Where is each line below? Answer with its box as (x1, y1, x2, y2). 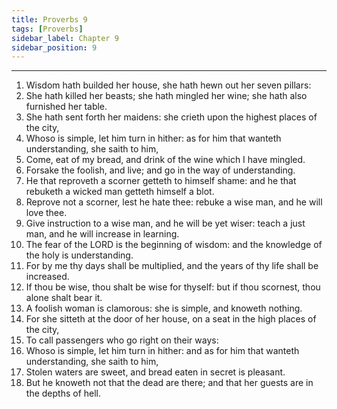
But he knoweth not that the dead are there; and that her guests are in (25, 377, 314, 389)
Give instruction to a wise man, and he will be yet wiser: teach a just (25, 217, 306, 230)
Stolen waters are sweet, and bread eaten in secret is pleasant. (25, 366, 286, 378)
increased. (25, 271, 70, 283)
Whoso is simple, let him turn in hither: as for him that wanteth (25, 132, 282, 145)
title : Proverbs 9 (11, 14, 88, 25)
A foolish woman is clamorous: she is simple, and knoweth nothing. (25, 302, 303, 315)
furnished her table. (25, 101, 108, 113)
